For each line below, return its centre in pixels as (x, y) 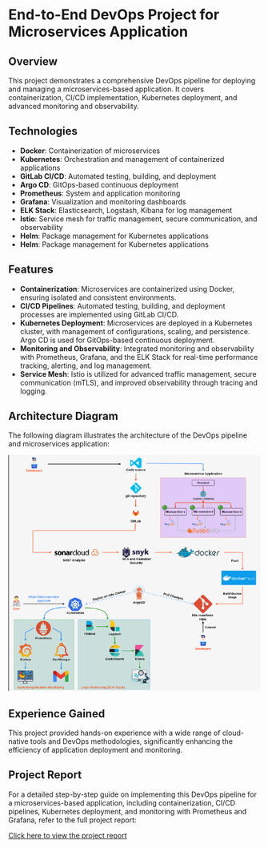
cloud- (233, 733)
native (18, 741)
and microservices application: (59, 444)
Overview (33, 61)
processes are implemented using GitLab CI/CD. (99, 314)
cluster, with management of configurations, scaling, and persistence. (135, 331)
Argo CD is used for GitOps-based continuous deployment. (117, 340)
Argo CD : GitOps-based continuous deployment (99, 184)
